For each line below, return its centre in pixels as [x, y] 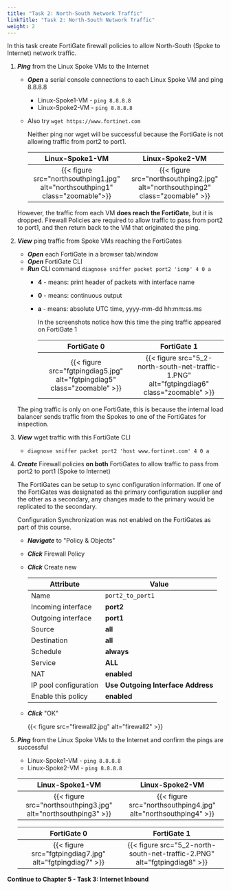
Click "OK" [43, 713]
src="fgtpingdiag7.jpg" [69, 854]
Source [43, 629]
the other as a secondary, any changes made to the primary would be [115, 499]
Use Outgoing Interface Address [159, 685]
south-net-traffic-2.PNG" [172, 854]
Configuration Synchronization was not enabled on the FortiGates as [114, 520]
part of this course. [44, 528]
